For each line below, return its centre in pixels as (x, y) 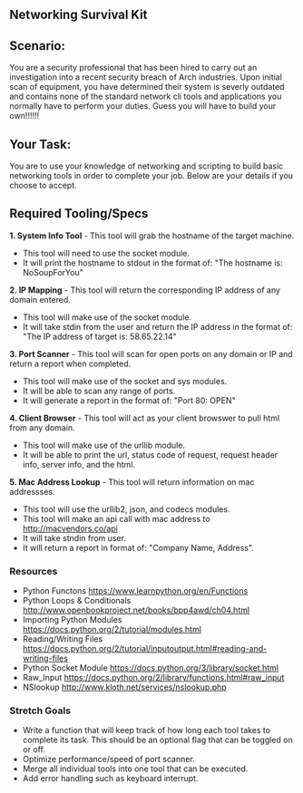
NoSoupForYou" (53, 272)
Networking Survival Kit (78, 15)
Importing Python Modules (72, 620)
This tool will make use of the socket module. (107, 317)
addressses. (32, 491)
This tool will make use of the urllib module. (104, 445)
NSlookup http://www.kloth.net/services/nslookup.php (124, 687)
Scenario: (38, 46)
